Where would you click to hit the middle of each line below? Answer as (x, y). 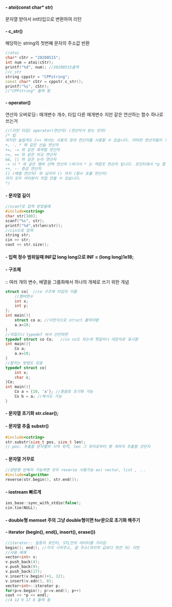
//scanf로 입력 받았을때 (28, 207)
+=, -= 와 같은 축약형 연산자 (33, 150)
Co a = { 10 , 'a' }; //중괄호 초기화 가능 (54, 392)
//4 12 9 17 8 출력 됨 (28, 600)
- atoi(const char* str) (29, 7)
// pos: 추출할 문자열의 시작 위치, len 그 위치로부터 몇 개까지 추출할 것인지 (78, 447)
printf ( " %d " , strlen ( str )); (34, 225)
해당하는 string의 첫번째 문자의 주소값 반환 (48, 43)
